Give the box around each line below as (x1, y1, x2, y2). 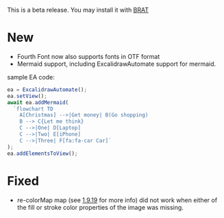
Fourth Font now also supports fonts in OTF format (16, 52, 160, 60)
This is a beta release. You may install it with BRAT (7, 6, 149, 14)
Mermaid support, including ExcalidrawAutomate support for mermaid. (16, 60, 216, 68)
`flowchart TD (13, 106, 53, 112)
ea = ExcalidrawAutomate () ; (7, 86, 88, 93)
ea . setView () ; (7, 93, 48, 99)
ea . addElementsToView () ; (7, 150, 78, 157)
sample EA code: (7, 73, 55, 81)
